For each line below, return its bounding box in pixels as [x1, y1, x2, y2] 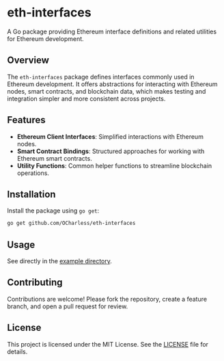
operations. [16, 169, 50, 177]
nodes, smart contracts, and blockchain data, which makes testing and [7, 87, 206, 95]
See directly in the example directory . [7, 257, 113, 265]
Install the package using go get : [7, 206, 100, 215]
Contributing [7, 277, 63, 289]
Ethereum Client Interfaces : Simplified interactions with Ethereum [16, 132, 204, 141]
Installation [7, 188, 56, 200]
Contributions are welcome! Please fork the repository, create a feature [7, 295, 207, 303]
